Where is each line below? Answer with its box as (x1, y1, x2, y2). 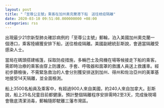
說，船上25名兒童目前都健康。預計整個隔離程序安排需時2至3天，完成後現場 (5, 92, 157, 98)
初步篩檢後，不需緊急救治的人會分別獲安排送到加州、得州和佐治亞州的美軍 (5, 69, 155, 75)
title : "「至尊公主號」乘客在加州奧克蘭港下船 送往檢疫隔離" (5, 12, 116, 17)
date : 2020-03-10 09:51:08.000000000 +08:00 (5, 16, 97, 21)
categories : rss (5, 20, 38, 26)
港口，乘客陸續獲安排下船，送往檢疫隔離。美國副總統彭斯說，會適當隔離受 (9, 41, 159, 47)
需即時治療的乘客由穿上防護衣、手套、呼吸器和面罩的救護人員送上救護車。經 (5, 63, 159, 69)
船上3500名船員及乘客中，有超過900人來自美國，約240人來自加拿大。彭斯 (5, 86, 156, 91)
